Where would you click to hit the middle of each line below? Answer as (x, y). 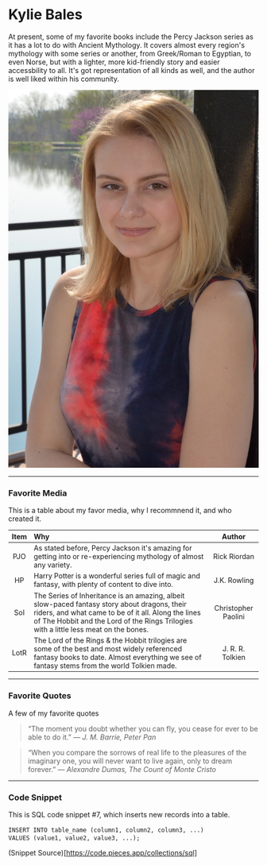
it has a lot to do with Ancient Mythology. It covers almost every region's (126, 44)
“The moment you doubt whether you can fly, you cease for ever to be (143, 728)
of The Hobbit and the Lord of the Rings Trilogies (113, 620)
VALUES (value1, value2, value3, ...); (74, 838)
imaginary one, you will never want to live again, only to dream (130, 761)
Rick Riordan (234, 557)
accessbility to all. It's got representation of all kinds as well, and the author (132, 70)
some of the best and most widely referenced (108, 648)
